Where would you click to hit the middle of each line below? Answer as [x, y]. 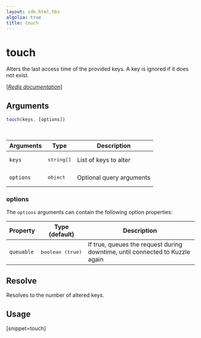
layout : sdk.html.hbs [33, 12]
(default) [62, 235]
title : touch [22, 23]
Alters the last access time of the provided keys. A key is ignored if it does [98, 69]
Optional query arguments [114, 177]
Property [22, 231]
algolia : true [24, 17]
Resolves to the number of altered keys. [55, 295]
